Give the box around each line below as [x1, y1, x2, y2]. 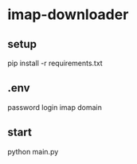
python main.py [7, 146, 59, 156]
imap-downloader [7, 6, 129, 24]
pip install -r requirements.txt [7, 58, 103, 68]
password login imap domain [7, 102, 103, 112]
